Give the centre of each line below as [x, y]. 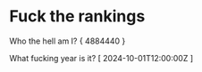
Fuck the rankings [77, 16]
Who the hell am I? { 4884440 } [67, 41]
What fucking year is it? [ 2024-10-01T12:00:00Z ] [101, 58]
